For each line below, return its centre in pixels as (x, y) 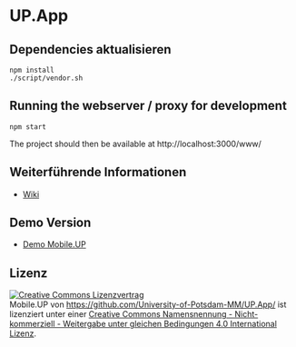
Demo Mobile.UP (54, 244)
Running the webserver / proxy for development (148, 106)
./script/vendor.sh (46, 78)
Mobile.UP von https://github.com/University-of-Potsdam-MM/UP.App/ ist (148, 304)
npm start (28, 127)
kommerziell (32, 324)
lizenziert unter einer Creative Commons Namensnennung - (121, 314)
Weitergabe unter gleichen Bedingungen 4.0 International (170, 324)
